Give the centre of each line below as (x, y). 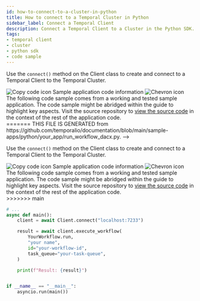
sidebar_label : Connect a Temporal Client (60, 23)
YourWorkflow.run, (51, 237)
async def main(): (29, 215)
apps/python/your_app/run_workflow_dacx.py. (64, 137)
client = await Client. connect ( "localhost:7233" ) (80, 220)
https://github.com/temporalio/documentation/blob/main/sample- (87, 130)
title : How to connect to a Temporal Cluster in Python (77, 17)
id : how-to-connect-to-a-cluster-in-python (62, 12)
